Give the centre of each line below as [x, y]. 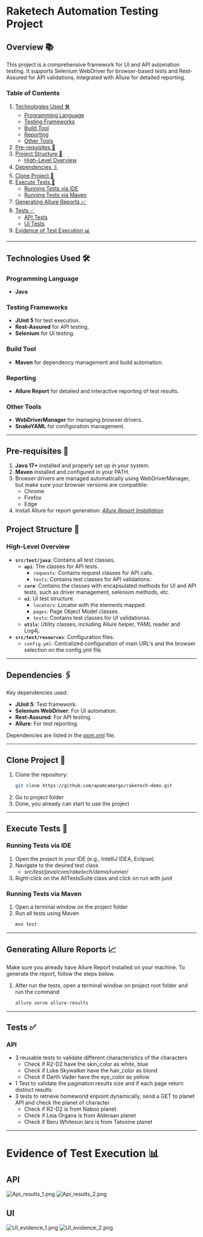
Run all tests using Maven [47, 914]
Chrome [34, 491]
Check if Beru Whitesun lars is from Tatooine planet [88, 1122]
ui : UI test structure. [49, 598]
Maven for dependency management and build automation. [89, 362]
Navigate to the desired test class [56, 865]
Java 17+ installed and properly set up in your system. [82, 465]
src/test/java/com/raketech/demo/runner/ [76, 871]
